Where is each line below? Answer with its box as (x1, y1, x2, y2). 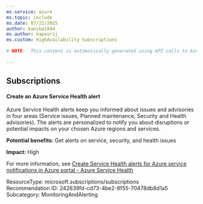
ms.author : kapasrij (6, 31, 59, 37)
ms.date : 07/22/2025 (6, 20, 59, 26)
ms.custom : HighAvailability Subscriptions (6, 37, 118, 43)
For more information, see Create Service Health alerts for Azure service (6, 160, 187, 167)
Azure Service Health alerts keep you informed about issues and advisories (6, 106, 195, 113)
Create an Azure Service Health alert (6, 93, 101, 100)
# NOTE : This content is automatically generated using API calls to (6, 48, 188, 54)
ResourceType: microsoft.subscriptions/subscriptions (6, 178, 140, 185)
